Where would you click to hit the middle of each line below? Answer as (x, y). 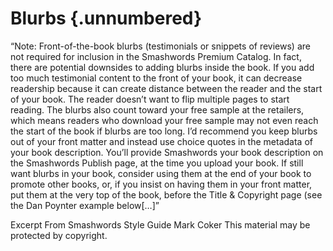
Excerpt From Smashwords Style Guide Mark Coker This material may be (160, 224)
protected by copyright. (59, 235)
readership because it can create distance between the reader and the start (166, 88)
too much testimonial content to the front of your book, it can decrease (156, 78)
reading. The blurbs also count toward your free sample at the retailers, (157, 109)
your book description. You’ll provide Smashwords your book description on (167, 152)
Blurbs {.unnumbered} (106, 18)
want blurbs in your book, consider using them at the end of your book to (161, 173)
